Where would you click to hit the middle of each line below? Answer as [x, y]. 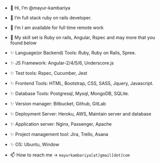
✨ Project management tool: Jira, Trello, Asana [59, 134]
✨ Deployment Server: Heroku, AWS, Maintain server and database [81, 114]
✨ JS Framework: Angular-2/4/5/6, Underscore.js [62, 63]
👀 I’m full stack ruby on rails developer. [51, 18]
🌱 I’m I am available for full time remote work [57, 28]
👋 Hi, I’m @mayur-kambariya [40, 8]
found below [23, 43]
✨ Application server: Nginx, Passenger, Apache [61, 124]
